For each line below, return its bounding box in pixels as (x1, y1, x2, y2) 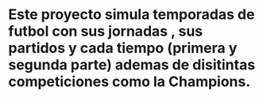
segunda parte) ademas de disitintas (8, 56, 256, 74)
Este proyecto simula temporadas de (8, 6, 255, 24)
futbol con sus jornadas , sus (8, 22, 203, 40)
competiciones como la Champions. (8, 73, 251, 91)
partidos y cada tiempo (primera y (8, 40, 238, 57)
